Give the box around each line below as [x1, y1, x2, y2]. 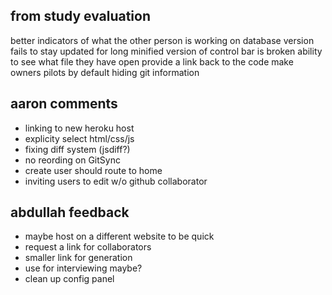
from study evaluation [10, 8, 152, 25]
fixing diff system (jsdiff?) [24, 143, 131, 155]
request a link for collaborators [24, 241, 152, 253]
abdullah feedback [10, 204, 130, 221]
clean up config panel [24, 273, 115, 285]
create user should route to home [24, 164, 163, 176]
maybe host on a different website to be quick [24, 230, 215, 243]
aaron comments [10, 95, 118, 113]
